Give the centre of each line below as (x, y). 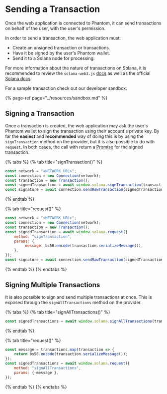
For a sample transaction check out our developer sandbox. (66, 88)
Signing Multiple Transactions (53, 285)
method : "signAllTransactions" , (47, 368)
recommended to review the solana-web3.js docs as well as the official (78, 73)
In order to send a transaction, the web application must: (63, 38)
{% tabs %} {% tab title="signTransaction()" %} (54, 162)
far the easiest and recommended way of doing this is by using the (75, 136)
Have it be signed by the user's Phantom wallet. (61, 53)
